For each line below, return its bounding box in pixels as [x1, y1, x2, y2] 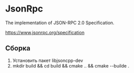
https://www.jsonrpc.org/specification [5, 29, 85, 35]
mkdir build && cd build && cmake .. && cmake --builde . [12, 62, 129, 68]
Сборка [5, 44, 30, 53]
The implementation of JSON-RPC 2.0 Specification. [5, 20, 115, 26]
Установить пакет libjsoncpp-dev [12, 57, 83, 63]
